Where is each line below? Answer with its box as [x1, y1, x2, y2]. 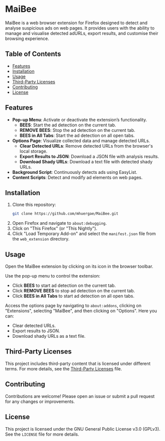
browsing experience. [5, 36, 49, 41]
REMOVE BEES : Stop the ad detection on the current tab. [19, 127, 135, 133]
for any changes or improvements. [5, 399, 75, 404]
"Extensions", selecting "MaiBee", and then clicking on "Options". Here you [5, 308, 158, 314]
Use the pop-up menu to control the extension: [5, 273, 100, 279]
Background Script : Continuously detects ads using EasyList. [12, 169, 137, 175]
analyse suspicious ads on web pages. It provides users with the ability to [5, 25, 155, 31]
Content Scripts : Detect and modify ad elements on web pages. [12, 174, 143, 180]
